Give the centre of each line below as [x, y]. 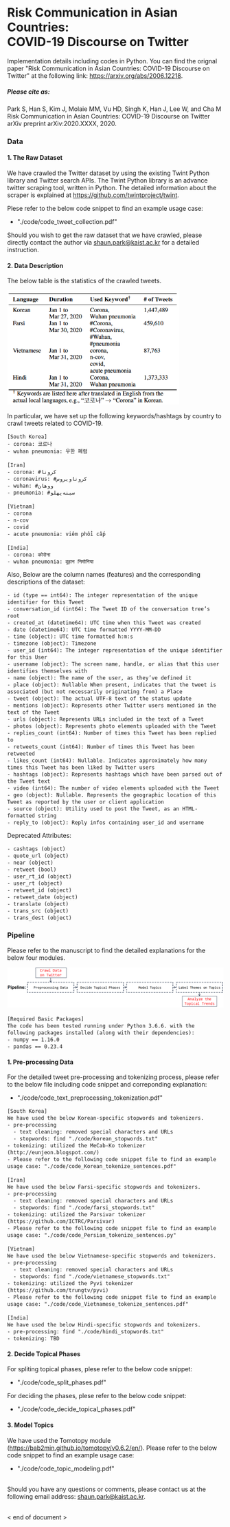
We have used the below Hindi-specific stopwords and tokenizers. [104, 1325]
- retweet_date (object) [43, 897]
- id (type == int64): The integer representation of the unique [102, 595]
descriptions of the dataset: [46, 582]
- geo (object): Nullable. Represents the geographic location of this [112, 795]
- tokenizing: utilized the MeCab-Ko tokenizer [77, 1146]
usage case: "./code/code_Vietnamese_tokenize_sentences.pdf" [98, 1304]
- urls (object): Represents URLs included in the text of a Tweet [106, 719]
